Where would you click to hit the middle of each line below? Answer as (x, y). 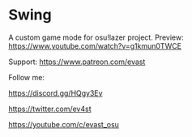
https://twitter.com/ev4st (50, 109)
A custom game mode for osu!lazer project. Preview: (96, 37)
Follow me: (26, 77)
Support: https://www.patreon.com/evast (77, 62)
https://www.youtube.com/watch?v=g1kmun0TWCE (95, 45)
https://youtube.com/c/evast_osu (64, 124)
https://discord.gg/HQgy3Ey (55, 93)
